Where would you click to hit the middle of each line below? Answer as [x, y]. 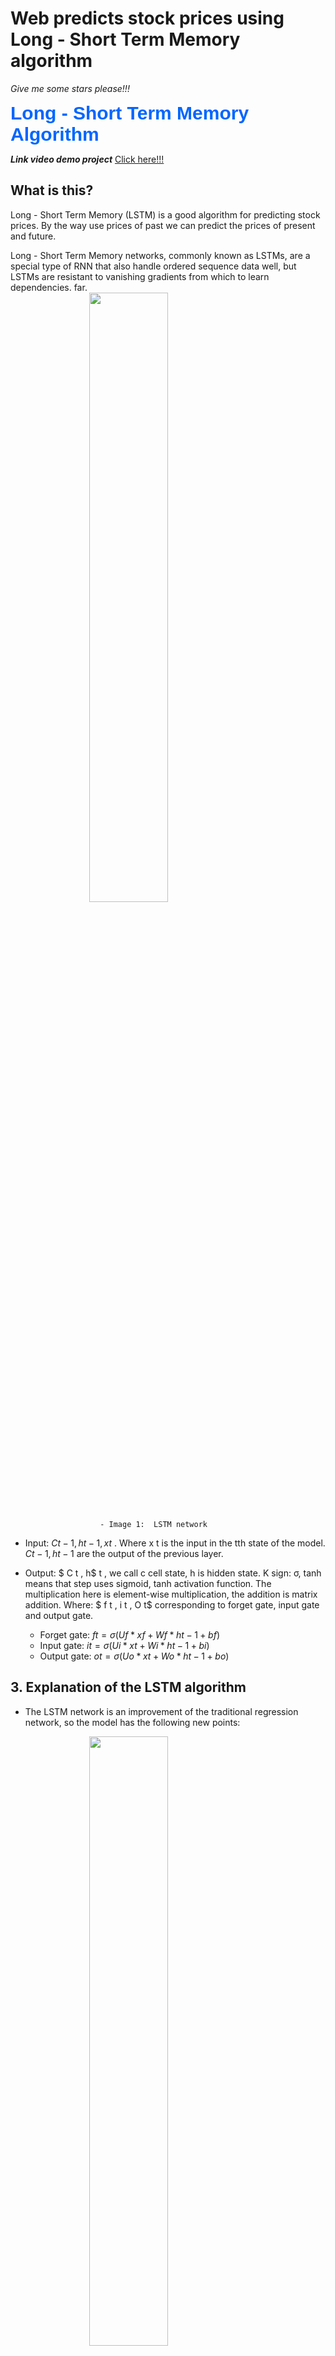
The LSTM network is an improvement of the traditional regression [161, 1711]
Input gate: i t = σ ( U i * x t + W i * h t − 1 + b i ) [124, 1645]
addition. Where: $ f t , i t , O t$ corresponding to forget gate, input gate [172, 1604]
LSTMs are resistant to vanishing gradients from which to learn [140, 276]
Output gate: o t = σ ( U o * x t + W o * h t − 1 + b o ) [134, 1656]
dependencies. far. [49, 287]
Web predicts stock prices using [147, 18]
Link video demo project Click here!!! [87, 159]
